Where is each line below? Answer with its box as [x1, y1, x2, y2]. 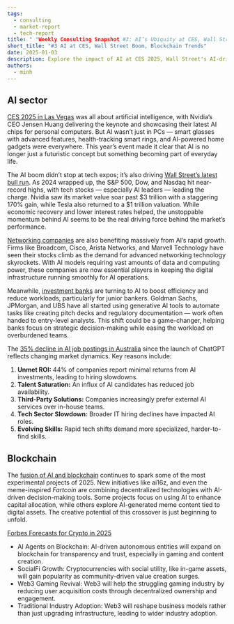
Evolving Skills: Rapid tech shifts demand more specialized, [17, 425, 190, 433]
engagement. [17, 594, 56, 603]
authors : [7, 62, 33, 69]
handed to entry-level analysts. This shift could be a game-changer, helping [7, 317, 225, 325]
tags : [7, 10, 23, 17]
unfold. [7, 515, 28, 524]
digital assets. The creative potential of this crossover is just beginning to [7, 508, 217, 517]
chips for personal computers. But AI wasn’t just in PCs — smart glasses [7, 128, 214, 136]
